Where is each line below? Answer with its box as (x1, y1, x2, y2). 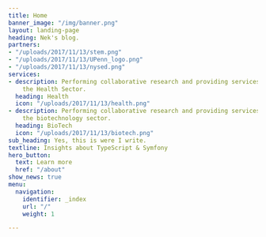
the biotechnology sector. (22, 115, 112, 122)
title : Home (8, 11, 47, 20)
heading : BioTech (15, 122, 73, 130)
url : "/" (22, 202, 51, 210)
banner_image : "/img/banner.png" (8, 19, 119, 27)
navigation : (15, 187, 55, 196)
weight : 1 (22, 210, 55, 218)
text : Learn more (15, 159, 73, 167)
